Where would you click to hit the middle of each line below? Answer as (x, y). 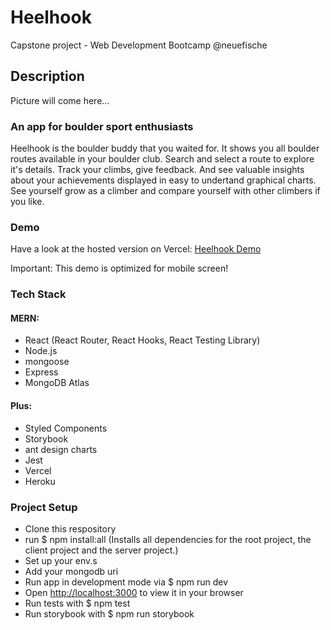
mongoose (47, 362)
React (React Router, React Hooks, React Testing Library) (142, 340)
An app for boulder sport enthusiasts (102, 126)
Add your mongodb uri (71, 571)
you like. (27, 202)
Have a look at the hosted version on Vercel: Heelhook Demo (136, 249)
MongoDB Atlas (57, 383)
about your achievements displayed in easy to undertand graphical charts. (163, 180)
